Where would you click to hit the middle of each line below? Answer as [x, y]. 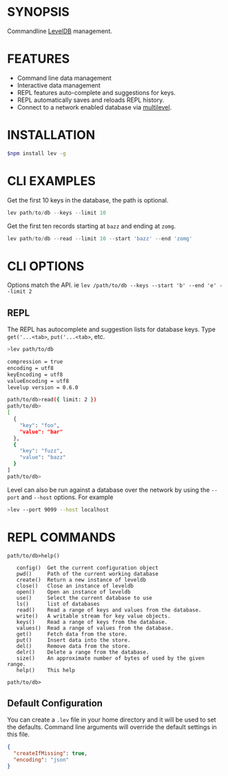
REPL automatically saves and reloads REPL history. [91, 100]
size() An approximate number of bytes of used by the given [111, 658]
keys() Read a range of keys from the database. [92, 622]
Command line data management [64, 78]
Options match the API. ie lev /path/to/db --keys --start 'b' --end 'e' [112, 285]
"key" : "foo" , [40, 425]
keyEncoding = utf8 [35, 375]
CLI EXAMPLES [52, 181]
